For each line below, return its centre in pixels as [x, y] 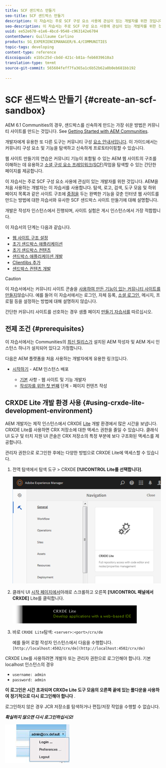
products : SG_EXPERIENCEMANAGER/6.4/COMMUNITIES [56, 42]
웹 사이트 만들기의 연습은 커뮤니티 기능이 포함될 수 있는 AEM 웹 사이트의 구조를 [81, 159]
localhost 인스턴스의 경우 [30, 664]
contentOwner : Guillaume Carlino [40, 37]
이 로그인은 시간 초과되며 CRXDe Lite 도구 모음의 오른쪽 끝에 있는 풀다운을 [76, 690]
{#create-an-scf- [120, 100]
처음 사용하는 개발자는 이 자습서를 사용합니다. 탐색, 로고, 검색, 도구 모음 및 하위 [81, 188]
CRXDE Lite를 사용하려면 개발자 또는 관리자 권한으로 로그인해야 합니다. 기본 [78, 658]
